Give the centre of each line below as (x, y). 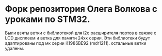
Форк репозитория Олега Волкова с (81, 9)
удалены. (15, 48)
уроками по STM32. (48, 19)
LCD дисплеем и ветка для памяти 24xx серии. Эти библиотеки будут (78, 38)
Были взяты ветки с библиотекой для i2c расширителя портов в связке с (81, 33)
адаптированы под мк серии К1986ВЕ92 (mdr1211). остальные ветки (76, 43)
